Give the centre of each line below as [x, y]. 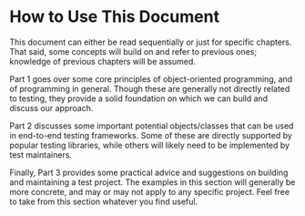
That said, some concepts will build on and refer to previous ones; [133, 51]
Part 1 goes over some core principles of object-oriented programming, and [151, 78]
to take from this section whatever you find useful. [104, 201]
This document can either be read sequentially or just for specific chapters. [151, 42]
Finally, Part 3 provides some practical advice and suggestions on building [149, 172]
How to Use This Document [115, 17]
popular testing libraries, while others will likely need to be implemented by [149, 145]
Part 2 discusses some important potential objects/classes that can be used [152, 126]
